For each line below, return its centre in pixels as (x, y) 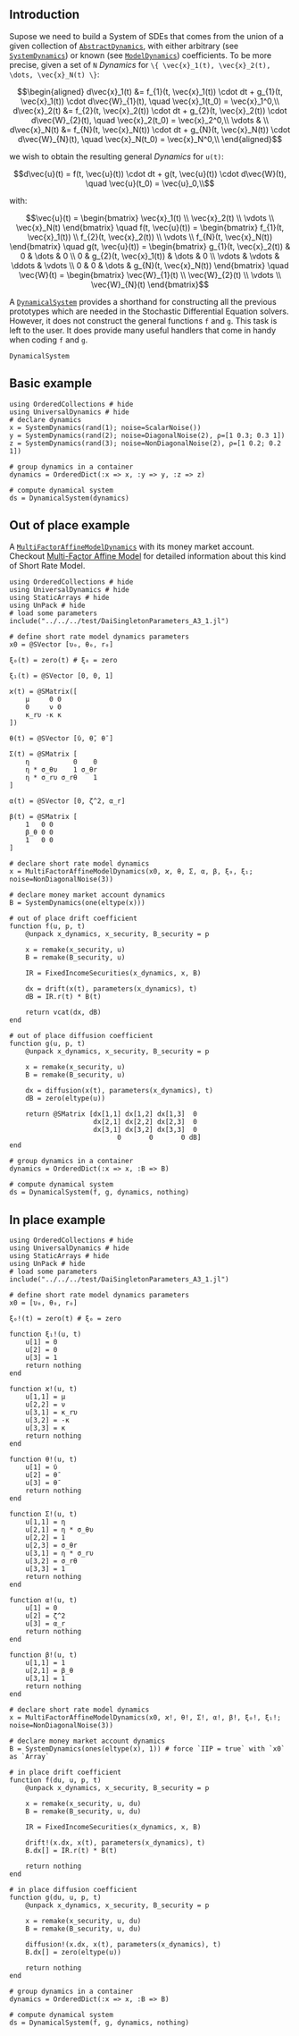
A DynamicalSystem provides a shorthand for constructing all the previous (143, 301)
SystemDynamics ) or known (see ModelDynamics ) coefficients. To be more (141, 55)
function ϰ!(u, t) (43, 1390)
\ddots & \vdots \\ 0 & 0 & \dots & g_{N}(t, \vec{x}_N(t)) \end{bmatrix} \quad (150, 265)
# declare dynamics (46, 419)
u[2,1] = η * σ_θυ (59, 1530)
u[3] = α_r (46, 1624)
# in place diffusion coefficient (74, 1890)
